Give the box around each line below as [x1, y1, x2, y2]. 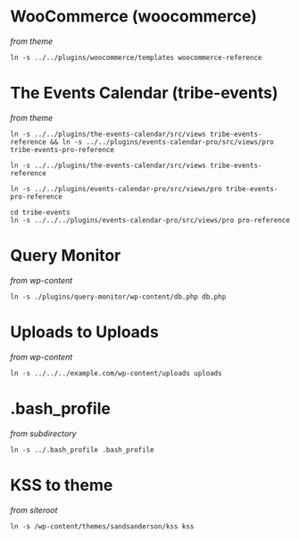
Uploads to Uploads [10, 322, 159, 342]
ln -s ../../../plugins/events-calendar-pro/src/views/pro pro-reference [10, 215, 291, 224]
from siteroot [10, 504, 58, 515]
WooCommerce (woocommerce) [10, 6, 257, 27]
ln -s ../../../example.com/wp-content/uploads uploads [10, 368, 222, 377]
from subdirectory [10, 427, 77, 439]
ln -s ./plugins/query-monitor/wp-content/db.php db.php [10, 292, 227, 301]
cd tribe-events [10, 207, 71, 216]
